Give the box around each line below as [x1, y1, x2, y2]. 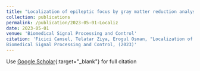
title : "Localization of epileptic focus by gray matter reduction [6, 8, 177, 15]
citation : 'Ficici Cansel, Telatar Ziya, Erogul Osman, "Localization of [6, 36, 193, 42]
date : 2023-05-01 [6, 25, 49, 31]
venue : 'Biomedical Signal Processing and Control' [6, 31, 137, 37]
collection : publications [6, 14, 70, 20]
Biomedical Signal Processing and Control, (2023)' [6, 42, 137, 48]
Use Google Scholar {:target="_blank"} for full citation [6, 57, 137, 65]
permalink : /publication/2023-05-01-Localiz [6, 20, 118, 25]
